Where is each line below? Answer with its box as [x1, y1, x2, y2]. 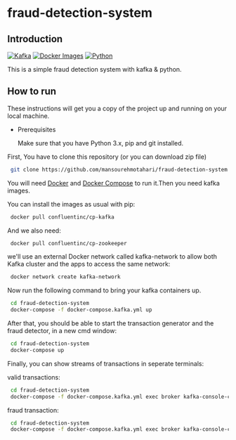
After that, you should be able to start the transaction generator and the [7, 319, 214, 328]
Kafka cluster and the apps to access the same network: [7, 260, 171, 268]
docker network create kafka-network [10, 273, 121, 280]
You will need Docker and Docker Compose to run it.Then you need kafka [7, 179, 220, 187]
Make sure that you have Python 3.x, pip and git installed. [17, 138, 184, 147]
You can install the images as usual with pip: [7, 200, 136, 208]
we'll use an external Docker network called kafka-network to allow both [7, 252, 218, 261]
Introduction [7, 33, 63, 45]
